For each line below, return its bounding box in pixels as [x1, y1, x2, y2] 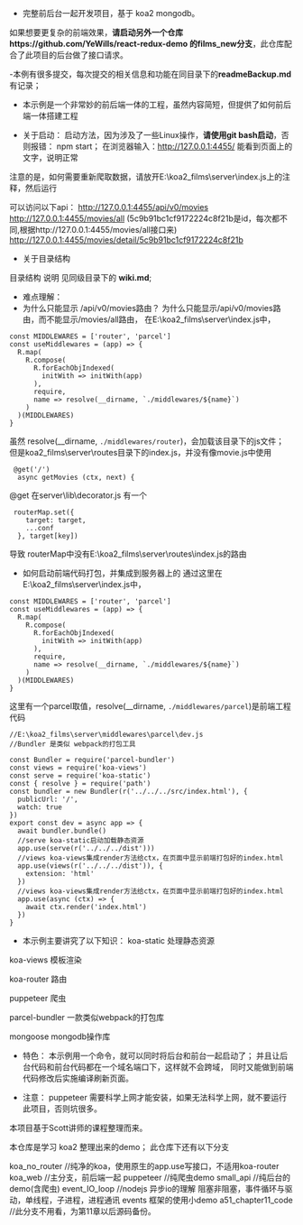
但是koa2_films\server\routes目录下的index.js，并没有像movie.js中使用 [9, 447, 272, 457]
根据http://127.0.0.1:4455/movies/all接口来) [19, 225, 178, 235]
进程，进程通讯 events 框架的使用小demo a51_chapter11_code [64, 1194, 293, 1205]
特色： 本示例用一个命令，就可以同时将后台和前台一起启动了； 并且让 [22, 1050, 280, 1061]
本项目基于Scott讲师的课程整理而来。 [9, 1122, 148, 1133]
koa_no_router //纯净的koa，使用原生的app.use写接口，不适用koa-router [9, 1161, 280, 1171]
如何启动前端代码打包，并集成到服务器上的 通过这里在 [22, 567, 223, 578]
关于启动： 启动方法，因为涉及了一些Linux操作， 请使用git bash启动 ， [22, 130, 281, 140]
